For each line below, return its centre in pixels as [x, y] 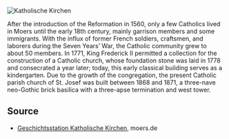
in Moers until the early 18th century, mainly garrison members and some [111, 31]
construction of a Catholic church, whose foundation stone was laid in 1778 [114, 61]
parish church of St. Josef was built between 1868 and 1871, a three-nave [111, 82]
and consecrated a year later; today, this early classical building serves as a [115, 68]
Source [23, 111]
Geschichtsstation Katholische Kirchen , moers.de [87, 128]
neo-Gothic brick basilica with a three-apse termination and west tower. [109, 90]
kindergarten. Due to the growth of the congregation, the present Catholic [112, 75]
